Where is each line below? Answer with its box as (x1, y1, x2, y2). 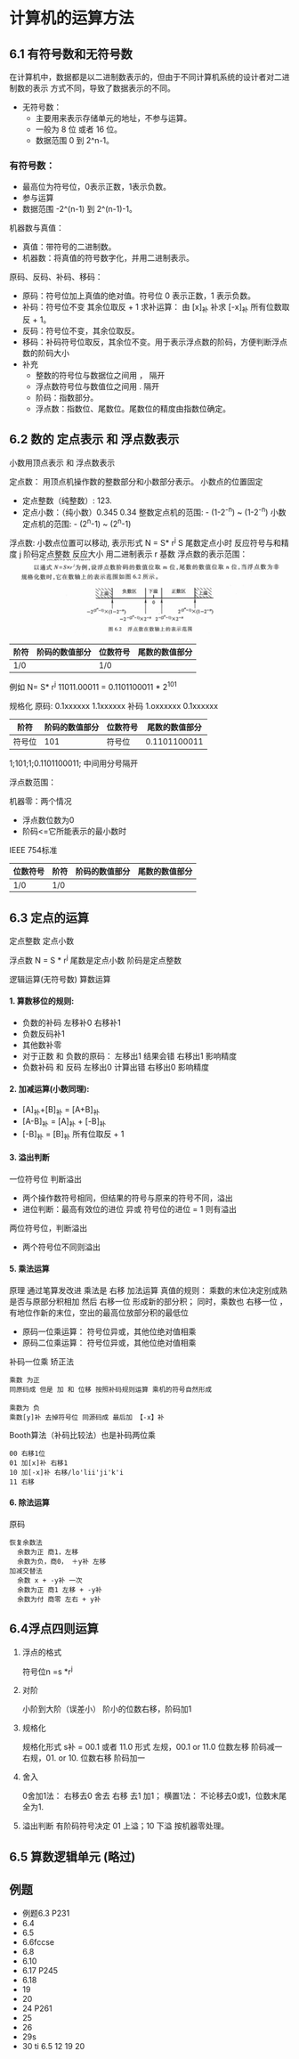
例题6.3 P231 (21, 1908, 70, 1918)
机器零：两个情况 (9, 795, 72, 806)
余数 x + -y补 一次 (17, 1576, 83, 1585)
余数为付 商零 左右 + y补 (17, 1595, 101, 1604)
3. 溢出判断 (9, 1152, 51, 1162)
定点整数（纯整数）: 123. (21, 495, 113, 506)
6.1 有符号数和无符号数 (9, 46, 133, 61)
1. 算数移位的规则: (9, 996, 75, 1006)
